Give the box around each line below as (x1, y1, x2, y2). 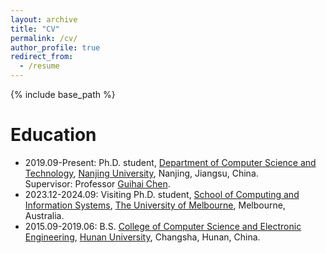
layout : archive (10, 14, 78, 25)
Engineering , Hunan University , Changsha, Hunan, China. (24, 231, 261, 243)
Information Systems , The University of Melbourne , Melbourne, (24, 199, 286, 211)
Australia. (24, 209, 65, 221)
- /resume (19, 61, 60, 71)
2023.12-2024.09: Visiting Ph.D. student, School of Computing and (24, 188, 300, 200)
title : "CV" (10, 24, 60, 34)
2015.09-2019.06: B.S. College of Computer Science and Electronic (24, 220, 302, 232)
